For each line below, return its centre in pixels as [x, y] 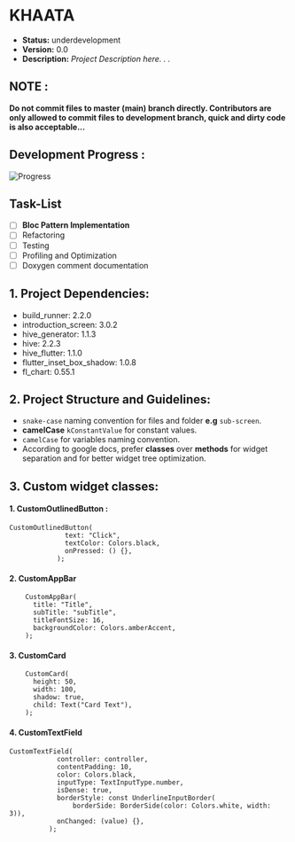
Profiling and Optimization [70, 255]
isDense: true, [85, 790]
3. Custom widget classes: [84, 486]
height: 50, [54, 682]
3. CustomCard [38, 655]
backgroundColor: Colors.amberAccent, [104, 628]
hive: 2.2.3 [41, 343]
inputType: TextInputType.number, [120, 782]
